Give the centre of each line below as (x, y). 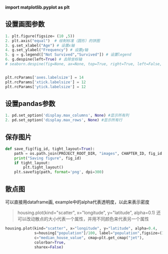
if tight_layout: (32, 163)
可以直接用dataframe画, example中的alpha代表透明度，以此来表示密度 (77, 202)
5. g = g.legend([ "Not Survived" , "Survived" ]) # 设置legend (68, 55)
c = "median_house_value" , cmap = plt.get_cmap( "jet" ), (89, 237)
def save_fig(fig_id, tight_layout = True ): (50, 149)
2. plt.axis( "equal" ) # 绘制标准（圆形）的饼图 (52, 41)
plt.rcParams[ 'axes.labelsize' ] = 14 (44, 77)
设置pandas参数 (30, 103)
